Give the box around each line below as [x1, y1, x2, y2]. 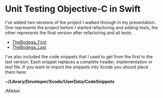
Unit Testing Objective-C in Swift [5, 3, 141, 15]
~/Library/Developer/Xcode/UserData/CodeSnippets [5, 79, 115, 84]
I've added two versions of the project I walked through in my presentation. [5, 19, 156, 25]
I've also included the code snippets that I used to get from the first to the [5, 53, 153, 59]
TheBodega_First [12, 39, 47, 45]
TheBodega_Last [12, 44, 46, 50]
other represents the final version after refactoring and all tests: [5, 30, 133, 35]
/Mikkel [5, 88, 20, 94]
